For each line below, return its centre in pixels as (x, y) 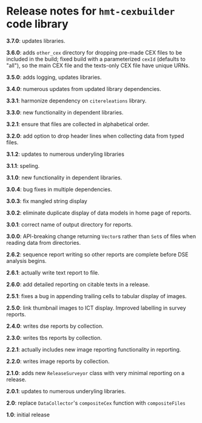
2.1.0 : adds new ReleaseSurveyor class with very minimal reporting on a (96, 373)
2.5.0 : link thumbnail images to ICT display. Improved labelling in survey (96, 308)
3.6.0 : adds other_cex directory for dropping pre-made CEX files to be (94, 52)
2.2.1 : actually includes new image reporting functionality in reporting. (94, 349)
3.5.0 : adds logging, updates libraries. (54, 77)
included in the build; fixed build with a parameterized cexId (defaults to (96, 59)
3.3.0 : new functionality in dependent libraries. (65, 112)
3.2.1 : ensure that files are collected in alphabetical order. (78, 124)
